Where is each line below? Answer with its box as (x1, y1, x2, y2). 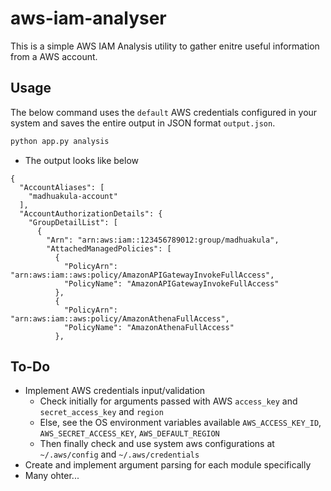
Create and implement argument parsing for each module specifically (24, 459, 312, 471)
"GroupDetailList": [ (28, 217, 118, 227)
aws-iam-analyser (10, 7, 167, 30)
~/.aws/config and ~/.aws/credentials (39, 448, 200, 461)
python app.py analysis (10, 136, 110, 146)
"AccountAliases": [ (19, 182, 105, 192)
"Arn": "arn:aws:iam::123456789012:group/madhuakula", (46, 235, 280, 245)
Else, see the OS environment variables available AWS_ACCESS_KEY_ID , (39, 417, 322, 429)
